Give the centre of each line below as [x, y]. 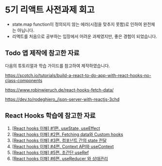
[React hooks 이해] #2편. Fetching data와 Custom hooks [68, 134]
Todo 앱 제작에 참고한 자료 [42, 53]
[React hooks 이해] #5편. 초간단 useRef [50, 152]
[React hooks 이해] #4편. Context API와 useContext [63, 146]
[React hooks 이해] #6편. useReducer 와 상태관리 [60, 158]
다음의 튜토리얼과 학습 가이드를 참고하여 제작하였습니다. [57, 65]
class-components [24, 80]
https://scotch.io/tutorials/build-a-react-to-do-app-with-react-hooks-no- [78, 75]
